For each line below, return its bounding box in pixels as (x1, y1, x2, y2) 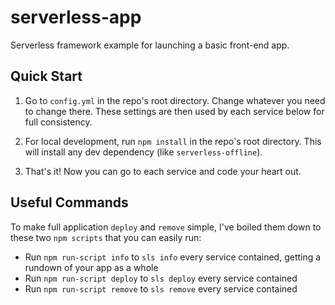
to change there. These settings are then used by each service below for (24, 105, 325, 117)
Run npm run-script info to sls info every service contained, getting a (24, 251, 322, 263)
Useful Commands (10, 194, 129, 211)
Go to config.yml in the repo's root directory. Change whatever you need (24, 94, 326, 106)
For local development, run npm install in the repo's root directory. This (24, 135, 322, 147)
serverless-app (10, 6, 142, 29)
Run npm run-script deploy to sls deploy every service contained (24, 272, 298, 284)
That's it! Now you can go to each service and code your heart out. (24, 165, 302, 177)
